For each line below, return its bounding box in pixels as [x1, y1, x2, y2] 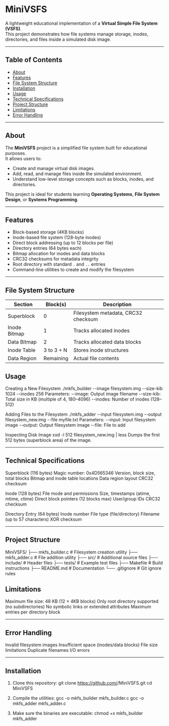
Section [14, 301, 33, 308]
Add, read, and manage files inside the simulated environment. [12, 171, 142, 177]
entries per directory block [5, 609, 60, 615]
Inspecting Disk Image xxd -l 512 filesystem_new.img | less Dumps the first [5, 432, 160, 437]
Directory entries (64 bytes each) [12, 245, 82, 251]
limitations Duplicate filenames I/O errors [5, 647, 90, 653]
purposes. [5, 150, 27, 156]
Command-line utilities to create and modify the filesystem [12, 266, 134, 273]
